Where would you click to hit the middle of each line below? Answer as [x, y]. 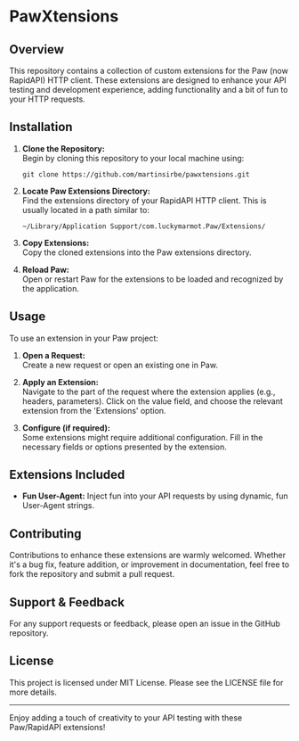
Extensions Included [67, 475]
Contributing [45, 534]
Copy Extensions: [56, 243]
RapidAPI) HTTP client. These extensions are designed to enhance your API [148, 80]
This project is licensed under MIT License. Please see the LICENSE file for [146, 682]
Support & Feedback [67, 602]
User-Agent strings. [58, 506]
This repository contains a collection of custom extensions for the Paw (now [149, 70]
